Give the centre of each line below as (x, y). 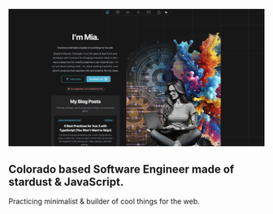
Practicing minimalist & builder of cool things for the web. (104, 201)
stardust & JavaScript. (66, 182)
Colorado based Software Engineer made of (121, 169)
